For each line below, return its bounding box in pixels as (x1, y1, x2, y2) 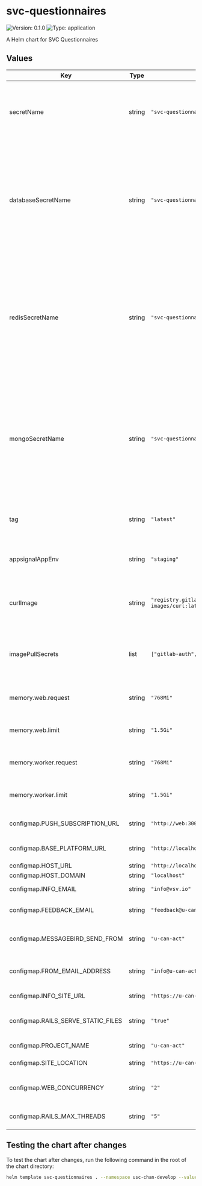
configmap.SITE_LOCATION (9, 1058, 88, 1067)
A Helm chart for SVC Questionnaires (6, 36, 98, 43)
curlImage (9, 598, 38, 607)
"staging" (150, 555, 179, 563)
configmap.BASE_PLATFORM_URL (9, 844, 106, 852)
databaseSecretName (9, 196, 71, 204)
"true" (150, 1017, 170, 1024)
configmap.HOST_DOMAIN (9, 871, 86, 879)
